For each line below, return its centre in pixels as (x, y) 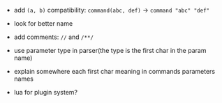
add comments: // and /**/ (54, 37)
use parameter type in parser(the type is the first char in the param (110, 50)
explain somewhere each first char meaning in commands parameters (114, 71)
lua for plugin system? (46, 92)
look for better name (43, 23)
